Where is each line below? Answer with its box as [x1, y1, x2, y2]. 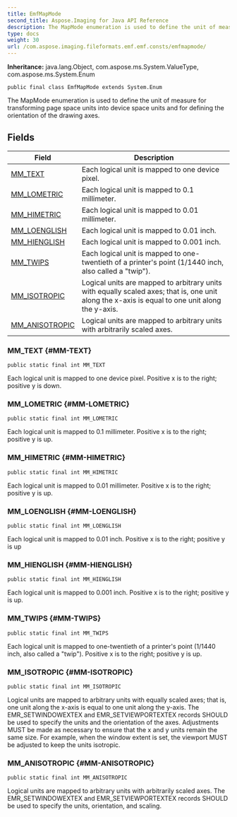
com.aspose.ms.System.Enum [7, 70, 95, 78]
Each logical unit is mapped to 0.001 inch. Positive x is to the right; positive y [7, 588, 229, 597]
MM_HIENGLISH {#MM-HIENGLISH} [7, 560, 133, 570]
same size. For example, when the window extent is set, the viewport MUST [7, 733, 228, 741]
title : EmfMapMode [7, 10, 61, 18]
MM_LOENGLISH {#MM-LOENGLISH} [7, 506, 137, 516]
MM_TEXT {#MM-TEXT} [7, 346, 92, 355]
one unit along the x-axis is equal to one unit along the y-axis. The [7, 703, 200, 711]
